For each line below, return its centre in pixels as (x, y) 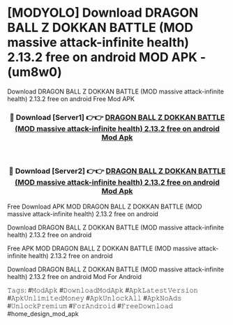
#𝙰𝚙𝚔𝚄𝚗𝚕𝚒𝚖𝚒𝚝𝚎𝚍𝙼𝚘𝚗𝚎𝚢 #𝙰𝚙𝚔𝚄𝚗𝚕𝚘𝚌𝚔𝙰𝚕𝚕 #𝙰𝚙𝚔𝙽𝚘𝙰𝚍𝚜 (95, 298)
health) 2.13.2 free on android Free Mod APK (71, 98)
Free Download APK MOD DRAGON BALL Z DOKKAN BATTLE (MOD (105, 206)
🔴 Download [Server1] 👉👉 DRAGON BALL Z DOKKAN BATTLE (117, 117)
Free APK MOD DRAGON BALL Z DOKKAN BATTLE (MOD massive (102, 248)
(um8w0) (35, 72)
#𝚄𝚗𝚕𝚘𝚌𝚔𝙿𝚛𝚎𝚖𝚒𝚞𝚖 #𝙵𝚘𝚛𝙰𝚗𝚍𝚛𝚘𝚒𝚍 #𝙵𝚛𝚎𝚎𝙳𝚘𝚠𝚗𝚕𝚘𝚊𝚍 (90, 305)
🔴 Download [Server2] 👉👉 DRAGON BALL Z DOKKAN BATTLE (117, 171)
